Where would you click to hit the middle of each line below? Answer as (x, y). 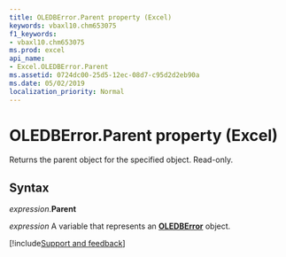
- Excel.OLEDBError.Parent (59, 67)
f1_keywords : (33, 34)
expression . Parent (43, 209)
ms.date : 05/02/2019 (47, 83)
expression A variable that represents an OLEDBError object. (120, 226)
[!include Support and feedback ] (67, 244)
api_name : (27, 58)
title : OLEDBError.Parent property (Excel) (91, 17)
